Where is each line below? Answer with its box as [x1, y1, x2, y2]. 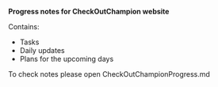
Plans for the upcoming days [19, 55, 114, 63]
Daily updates [19, 46, 65, 55]
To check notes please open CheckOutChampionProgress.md [8, 70, 210, 78]
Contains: [8, 22, 40, 31]
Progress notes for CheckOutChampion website [8, 7, 170, 16]
